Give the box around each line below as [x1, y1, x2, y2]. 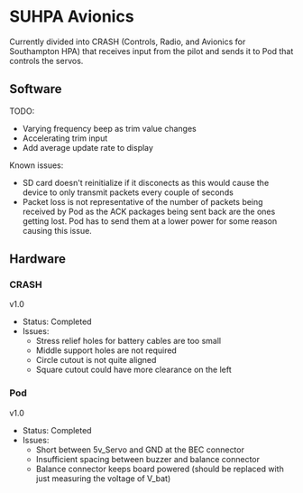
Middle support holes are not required [35, 345, 178, 356]
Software [9, 81, 62, 97]
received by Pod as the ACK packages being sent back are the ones [22, 206, 276, 217]
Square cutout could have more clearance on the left [35, 364, 232, 376]
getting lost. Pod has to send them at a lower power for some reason [22, 215, 278, 227]
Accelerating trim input [22, 133, 108, 144]
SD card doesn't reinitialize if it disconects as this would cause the [22, 177, 270, 188]
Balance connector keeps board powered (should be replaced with [35, 463, 284, 474]
